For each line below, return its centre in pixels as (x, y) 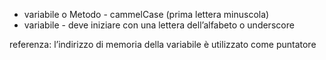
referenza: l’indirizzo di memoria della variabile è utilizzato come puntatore (163, 44)
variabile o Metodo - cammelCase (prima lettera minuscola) (146, 14)
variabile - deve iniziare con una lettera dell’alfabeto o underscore (159, 25)
